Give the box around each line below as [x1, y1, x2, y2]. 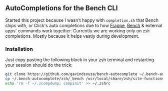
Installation [5, 45, 33, 52]
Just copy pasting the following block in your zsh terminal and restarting [5, 57, 154, 63]
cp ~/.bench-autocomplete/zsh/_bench [5, 76, 84, 81]
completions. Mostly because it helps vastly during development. [5, 33, 139, 39]
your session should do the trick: [5, 62, 72, 68]
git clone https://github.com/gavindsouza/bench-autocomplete [5, 72, 137, 77]
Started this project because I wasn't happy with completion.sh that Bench [5, 17, 159, 23]
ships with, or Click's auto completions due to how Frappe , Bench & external [5, 22, 162, 28]
